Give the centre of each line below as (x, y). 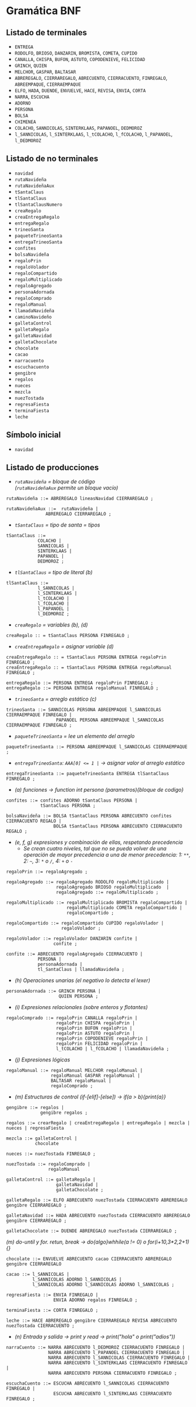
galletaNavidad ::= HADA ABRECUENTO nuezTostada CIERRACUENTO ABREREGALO (98, 1216)
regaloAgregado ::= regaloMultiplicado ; (107, 892)
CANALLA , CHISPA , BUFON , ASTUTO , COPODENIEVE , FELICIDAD (80, 59)
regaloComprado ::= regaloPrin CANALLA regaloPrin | (72, 1018)
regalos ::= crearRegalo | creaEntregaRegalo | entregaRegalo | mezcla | (98, 1123)
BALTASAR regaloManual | (81, 1081)
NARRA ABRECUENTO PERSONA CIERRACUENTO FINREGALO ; (112, 1374)
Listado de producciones (53, 468)
